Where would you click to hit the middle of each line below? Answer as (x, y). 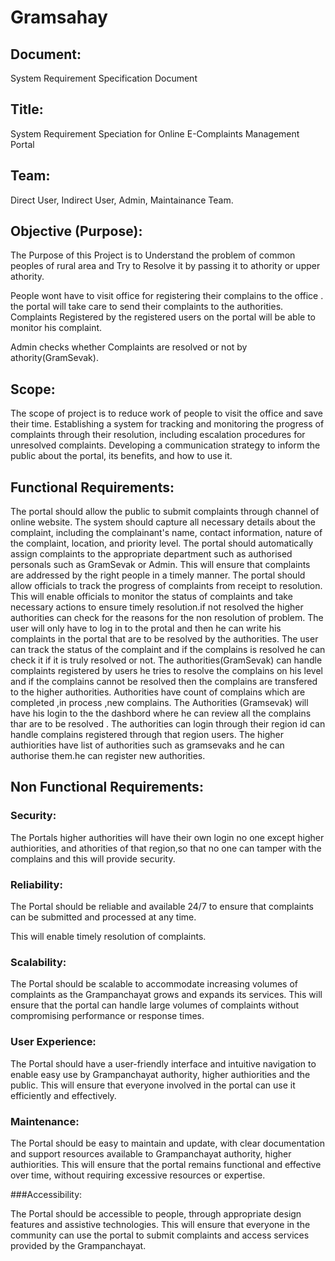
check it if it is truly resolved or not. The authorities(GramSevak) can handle (166, 660)
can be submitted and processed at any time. (103, 917)
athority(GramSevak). (54, 358)
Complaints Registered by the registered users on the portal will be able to (163, 317)
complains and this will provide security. (93, 858)
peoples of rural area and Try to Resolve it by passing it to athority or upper (165, 266)
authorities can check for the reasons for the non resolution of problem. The (167, 618)
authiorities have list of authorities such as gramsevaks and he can (147, 745)
